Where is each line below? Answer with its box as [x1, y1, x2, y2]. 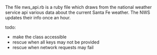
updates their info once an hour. [5, 15, 71, 20]
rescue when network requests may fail [12, 45, 94, 50]
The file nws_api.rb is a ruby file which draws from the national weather [5, 4, 152, 10]
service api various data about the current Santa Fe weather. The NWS [5, 9, 151, 15]
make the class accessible [12, 34, 67, 40]
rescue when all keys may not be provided [12, 39, 100, 45]
